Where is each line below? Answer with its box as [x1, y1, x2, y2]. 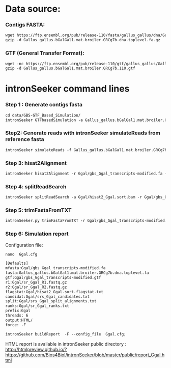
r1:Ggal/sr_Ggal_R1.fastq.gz [5, 279, 67, 285]
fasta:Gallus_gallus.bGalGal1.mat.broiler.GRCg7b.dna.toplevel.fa [5, 270, 149, 275]
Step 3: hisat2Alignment [5, 159, 67, 166]
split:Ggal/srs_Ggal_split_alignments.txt [5, 299, 97, 304]
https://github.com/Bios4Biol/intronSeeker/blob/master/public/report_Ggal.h [5, 352, 165, 358]
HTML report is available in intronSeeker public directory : [5, 341, 126, 347]
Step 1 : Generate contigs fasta [5, 101, 83, 108]
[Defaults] [5, 261, 28, 266]
